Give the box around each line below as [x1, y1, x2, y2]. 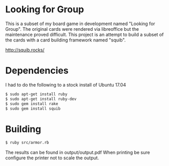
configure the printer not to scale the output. [5, 155, 99, 161]
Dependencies [5, 65, 69, 76]
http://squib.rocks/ [5, 47, 45, 53]
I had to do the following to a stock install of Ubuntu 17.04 [5, 81, 126, 88]
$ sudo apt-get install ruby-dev [5, 96, 77, 101]
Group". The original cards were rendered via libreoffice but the [5, 26, 139, 32]
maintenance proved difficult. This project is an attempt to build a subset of [5, 31, 164, 37]
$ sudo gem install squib [5, 106, 60, 111]
